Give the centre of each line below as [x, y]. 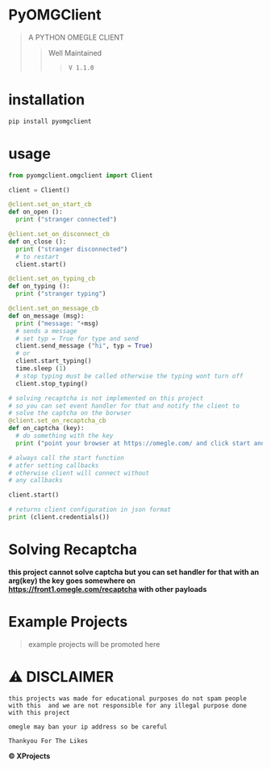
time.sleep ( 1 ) [41, 369]
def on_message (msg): [46, 316]
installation [47, 100]
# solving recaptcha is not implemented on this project [106, 398]
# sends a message [47, 331]
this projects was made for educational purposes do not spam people [128, 698]
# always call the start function [67, 458]
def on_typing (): [39, 286]
